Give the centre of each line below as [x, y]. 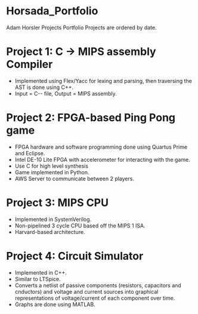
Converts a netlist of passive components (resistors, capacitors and [98, 285]
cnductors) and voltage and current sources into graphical [86, 291]
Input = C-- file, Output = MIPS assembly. [66, 93]
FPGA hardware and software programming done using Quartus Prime [101, 147]
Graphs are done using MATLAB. [55, 304]
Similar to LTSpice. [38, 279]
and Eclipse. [30, 153]
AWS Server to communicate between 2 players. [74, 178]
